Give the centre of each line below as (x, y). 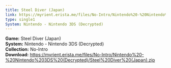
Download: (17, 55)
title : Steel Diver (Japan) (35, 10)
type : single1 (20, 19)
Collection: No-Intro (27, 49)
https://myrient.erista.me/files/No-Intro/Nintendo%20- (87, 55)
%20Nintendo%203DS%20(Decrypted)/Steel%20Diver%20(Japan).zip (80, 60)
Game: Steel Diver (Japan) (33, 39)
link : (11, 15)
